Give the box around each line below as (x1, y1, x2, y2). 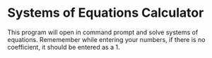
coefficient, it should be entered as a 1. (7, 43, 120, 51)
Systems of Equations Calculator (7, 5, 204, 21)
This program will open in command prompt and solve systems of (7, 28, 199, 36)
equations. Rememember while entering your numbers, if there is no (7, 35, 206, 43)
